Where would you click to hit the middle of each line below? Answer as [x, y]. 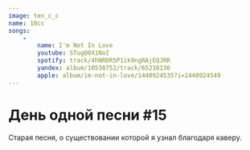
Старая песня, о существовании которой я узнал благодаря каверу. [125, 137]
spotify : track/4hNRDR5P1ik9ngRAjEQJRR [104, 61]
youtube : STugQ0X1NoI [74, 53]
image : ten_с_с [34, 16]
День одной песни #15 [88, 115]
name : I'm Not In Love [75, 46]
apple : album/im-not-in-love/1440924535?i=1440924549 [129, 75]
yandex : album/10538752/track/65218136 [104, 68]
